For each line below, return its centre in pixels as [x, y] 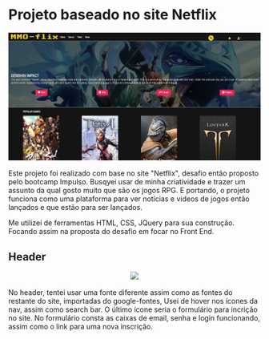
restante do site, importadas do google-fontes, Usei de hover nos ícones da [133, 301]
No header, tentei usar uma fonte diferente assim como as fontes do [120, 292]
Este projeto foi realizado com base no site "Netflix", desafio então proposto [134, 173]
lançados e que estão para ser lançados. [75, 208]
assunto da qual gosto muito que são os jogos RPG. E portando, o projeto [129, 191]
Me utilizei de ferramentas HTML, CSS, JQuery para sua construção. [121, 223]
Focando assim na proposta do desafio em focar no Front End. [111, 232]
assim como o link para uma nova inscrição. [81, 326]
